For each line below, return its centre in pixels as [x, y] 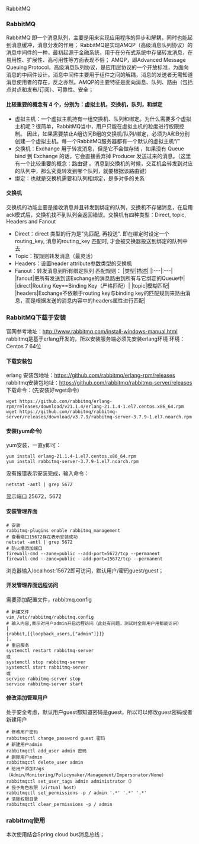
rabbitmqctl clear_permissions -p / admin [59, 805]
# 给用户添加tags [25, 769]
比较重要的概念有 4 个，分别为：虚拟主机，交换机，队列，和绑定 [84, 104]
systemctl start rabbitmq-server [47, 667]
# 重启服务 [18, 645]
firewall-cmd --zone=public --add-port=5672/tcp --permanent [83, 553]
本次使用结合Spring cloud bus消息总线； [55, 834]
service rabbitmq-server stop [44, 679]
